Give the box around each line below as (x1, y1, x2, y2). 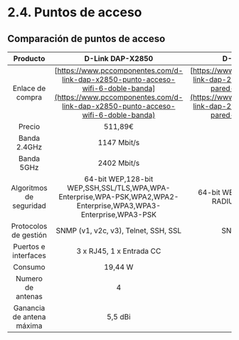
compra (16, 92, 43, 102)
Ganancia (13, 303, 46, 313)
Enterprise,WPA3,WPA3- (76, 201, 161, 211)
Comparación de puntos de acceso (7, 33, 166, 45)
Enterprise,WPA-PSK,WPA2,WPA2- (58, 192, 179, 201)
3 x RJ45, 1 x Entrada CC (76, 246, 161, 256)
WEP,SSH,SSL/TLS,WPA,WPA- (67, 183, 171, 193)
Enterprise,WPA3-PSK (80, 210, 156, 219)
